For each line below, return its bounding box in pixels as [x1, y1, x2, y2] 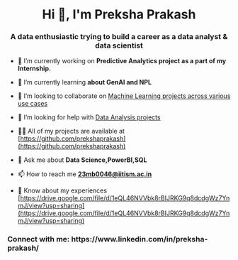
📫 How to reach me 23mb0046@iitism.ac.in [17, 170, 152, 178]
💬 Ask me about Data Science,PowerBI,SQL [17, 156, 147, 164]
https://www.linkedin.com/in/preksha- [71, 234, 208, 244]
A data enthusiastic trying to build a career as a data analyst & [10, 32, 228, 42]
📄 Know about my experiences [17, 186, 108, 195]
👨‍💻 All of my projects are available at [17, 127, 125, 136]
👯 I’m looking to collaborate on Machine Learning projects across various [17, 92, 231, 100]
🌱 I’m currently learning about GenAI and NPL [17, 78, 152, 87]
